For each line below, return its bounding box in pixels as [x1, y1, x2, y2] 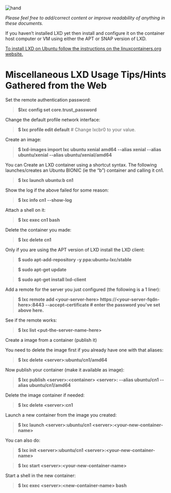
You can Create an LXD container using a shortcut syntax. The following [5, 161, 157, 168]
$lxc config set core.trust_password [17, 107, 97, 113]
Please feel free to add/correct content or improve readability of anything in [5, 15, 165, 20]
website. [5, 51, 23, 57]
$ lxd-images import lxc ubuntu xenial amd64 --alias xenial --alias [17, 146, 162, 152]
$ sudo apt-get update [17, 266, 67, 273]
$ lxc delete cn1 [17, 236, 52, 243]
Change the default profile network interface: [5, 116, 101, 122]
